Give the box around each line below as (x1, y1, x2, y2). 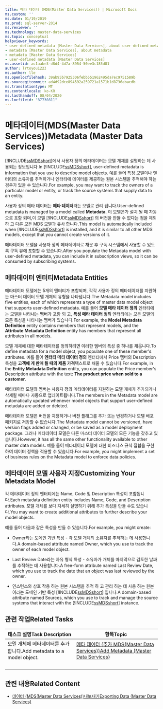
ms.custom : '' (5, 12, 34, 17)
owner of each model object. (12, 546, 70, 552)
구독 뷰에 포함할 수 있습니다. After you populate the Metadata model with (10, 248, 151, 254)
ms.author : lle (5, 71, 36, 75)
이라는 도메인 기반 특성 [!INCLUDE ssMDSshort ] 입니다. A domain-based (12, 589, 151, 595)
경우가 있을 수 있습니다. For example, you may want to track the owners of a (5, 182, 153, 188)
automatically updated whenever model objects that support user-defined (5, 398, 153, 403)
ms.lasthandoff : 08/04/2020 (5, 93, 62, 98)
